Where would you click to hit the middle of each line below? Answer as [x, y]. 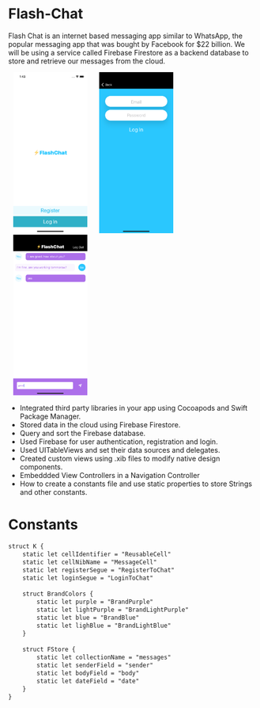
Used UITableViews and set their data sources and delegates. [120, 450]
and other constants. [53, 492]
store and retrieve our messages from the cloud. [87, 61]
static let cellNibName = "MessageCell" [90, 563]
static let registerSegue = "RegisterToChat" [99, 570]
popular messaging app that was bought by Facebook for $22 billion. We [126, 44]
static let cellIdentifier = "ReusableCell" [97, 555]
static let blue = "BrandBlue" [88, 618]
